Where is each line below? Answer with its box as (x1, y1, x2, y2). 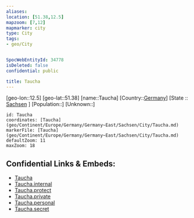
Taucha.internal (14, 180, 53, 188)
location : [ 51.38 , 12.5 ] (6, 14, 64, 20)
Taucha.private (14, 193, 51, 200)
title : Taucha (6, 79, 41, 84)
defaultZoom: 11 (6, 138, 46, 144)
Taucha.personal (14, 199, 56, 206)
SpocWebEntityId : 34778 (6, 57, 64, 63)
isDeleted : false (6, 62, 49, 68)
